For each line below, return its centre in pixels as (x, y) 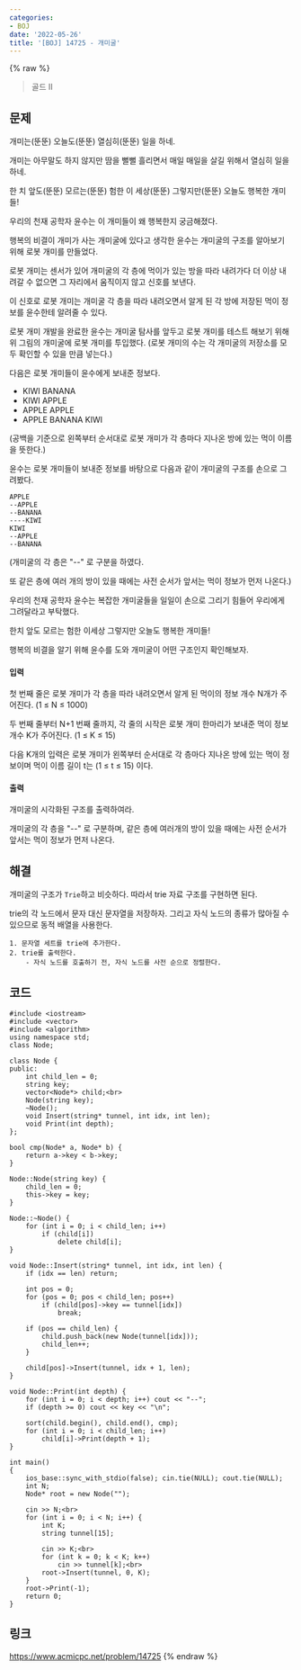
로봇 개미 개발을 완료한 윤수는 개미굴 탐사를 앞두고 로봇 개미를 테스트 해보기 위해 (150, 332)
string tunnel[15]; (78, 1534)
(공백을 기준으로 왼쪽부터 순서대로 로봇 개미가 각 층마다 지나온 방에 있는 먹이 (142, 438)
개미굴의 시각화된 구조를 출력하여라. (72, 810)
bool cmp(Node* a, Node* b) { (66, 1148)
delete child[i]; (90, 1243)
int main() (30, 1463)
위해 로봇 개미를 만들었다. (54, 252)
